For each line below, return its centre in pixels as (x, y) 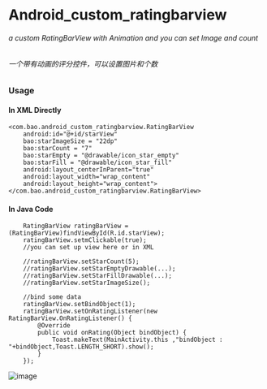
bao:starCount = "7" (58, 149)
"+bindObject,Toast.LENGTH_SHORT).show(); (81, 347)
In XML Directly (35, 110)
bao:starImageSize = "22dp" (70, 141)
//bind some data (52, 297)
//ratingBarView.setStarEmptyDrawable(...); (99, 269)
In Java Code (31, 209)
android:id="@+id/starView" (70, 134)
